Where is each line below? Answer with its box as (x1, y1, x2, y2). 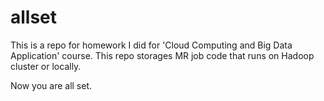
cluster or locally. (10, 60, 82, 72)
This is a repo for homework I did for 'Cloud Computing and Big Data (10, 39, 293, 51)
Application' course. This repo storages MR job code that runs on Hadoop (10, 49, 315, 61)
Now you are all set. (10, 79, 93, 91)
